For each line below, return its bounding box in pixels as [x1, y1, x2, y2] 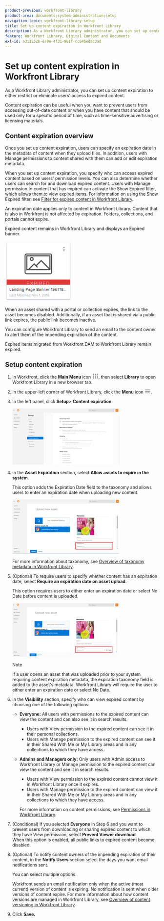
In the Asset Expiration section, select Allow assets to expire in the [12, 470, 149, 476]
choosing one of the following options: [12, 702, 90, 708]
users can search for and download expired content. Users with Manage [5, 180, 151, 186]
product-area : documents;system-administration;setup [5, 13, 117, 18]
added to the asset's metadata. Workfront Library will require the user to [12, 682, 158, 688]
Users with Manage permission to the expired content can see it [26, 736, 156, 742]
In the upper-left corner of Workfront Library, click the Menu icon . [12, 389, 152, 395]
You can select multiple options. [12, 871, 77, 877]
